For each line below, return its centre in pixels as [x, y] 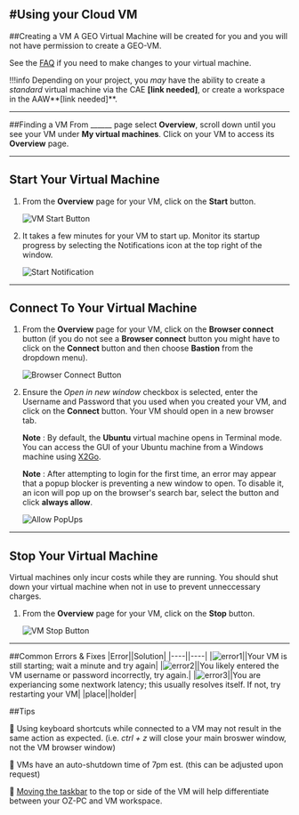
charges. [25, 596]
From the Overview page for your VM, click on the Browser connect [148, 329]
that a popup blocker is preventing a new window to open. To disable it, [153, 483]
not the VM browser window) [62, 747]
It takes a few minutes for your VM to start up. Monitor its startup [141, 236]
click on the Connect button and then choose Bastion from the [137, 348]
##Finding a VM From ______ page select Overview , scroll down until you [142, 125]
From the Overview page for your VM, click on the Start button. [139, 201]
